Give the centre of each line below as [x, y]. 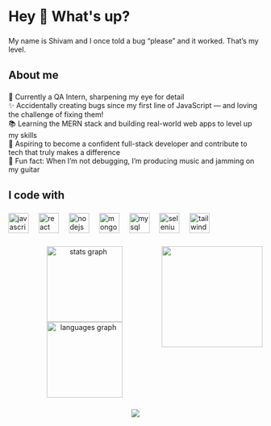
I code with [37, 195]
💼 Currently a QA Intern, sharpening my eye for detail [96, 97]
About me [33, 75]
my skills [23, 136]
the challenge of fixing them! [56, 115]
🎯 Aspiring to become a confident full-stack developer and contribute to [128, 144]
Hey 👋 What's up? [69, 17]
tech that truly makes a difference [65, 152]
